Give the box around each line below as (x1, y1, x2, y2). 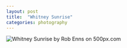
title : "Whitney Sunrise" (6, 14, 73, 20)
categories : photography (6, 19, 68, 25)
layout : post (6, 8, 39, 15)
